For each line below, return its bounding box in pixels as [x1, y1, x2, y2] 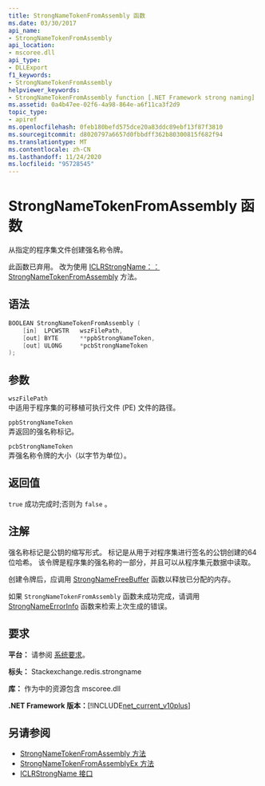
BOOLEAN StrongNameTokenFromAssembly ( [8, 319, 141, 327]
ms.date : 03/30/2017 [8, 19, 77, 27]
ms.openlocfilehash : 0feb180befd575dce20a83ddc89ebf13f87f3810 [8, 123, 223, 131]
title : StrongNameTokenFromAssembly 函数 [8, 11, 146, 20]
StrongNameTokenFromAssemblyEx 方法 [19, 759, 154, 768]
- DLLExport [8, 64, 48, 72]
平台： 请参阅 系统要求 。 [8, 649, 89, 659]
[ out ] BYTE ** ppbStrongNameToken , [22, 334, 156, 342]
